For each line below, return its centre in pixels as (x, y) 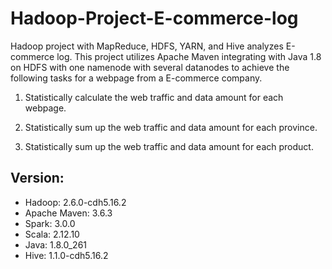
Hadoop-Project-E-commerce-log (154, 18)
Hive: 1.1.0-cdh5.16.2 (66, 255)
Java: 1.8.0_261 (56, 244)
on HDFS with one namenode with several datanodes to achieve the (150, 67)
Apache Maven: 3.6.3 (68, 213)
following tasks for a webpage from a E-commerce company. (136, 78)
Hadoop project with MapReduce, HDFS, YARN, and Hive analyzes (147, 46)
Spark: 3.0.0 (50, 223)
